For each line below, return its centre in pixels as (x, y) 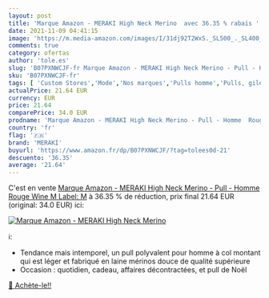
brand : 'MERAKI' (35, 143)
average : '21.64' (37, 165)
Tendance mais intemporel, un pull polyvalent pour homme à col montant (140, 253)
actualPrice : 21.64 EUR (48, 90)
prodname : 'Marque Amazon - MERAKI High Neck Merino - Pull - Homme (125, 120)
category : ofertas (39, 53)
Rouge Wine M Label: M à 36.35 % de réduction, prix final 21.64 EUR (121, 197)
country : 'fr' (32, 128)
